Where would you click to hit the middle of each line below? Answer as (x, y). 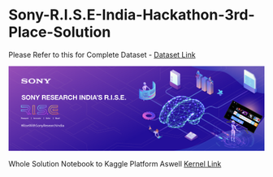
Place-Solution (60, 32)
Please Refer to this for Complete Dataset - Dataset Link (102, 54)
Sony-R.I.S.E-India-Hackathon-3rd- (132, 15)
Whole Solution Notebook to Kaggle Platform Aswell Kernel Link (115, 163)
